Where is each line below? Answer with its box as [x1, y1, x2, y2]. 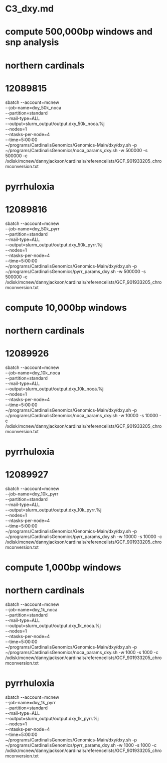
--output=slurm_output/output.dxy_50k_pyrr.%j [5, 241, 103, 247]
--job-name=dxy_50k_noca [5, 104, 62, 110]
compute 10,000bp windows [5, 302, 127, 313]
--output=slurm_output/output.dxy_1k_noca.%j [5, 623, 101, 629]
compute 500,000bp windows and [5, 26, 153, 38]
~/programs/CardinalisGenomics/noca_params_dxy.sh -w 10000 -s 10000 [5, 412, 158, 418]
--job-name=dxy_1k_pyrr [5, 700, 56, 706]
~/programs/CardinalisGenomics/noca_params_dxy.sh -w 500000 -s [5, 147, 148, 153]
